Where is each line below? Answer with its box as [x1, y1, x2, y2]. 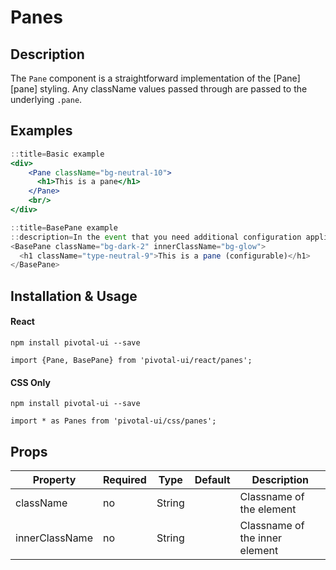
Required [102, 472, 147, 486]
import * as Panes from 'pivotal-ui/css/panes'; [10, 416, 217, 426]
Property [32, 472, 77, 486]
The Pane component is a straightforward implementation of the [10, 72, 272, 84]
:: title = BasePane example [10, 222, 118, 233]
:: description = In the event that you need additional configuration [10, 232, 302, 242]
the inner [239, 531, 283, 545]
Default [194, 472, 231, 486]
